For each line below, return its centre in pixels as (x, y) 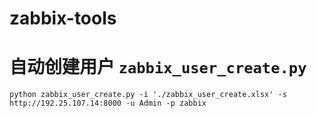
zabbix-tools (63, 18)
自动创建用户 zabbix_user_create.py (158, 67)
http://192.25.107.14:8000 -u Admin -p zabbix (108, 103)
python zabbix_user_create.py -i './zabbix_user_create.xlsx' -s (148, 95)
